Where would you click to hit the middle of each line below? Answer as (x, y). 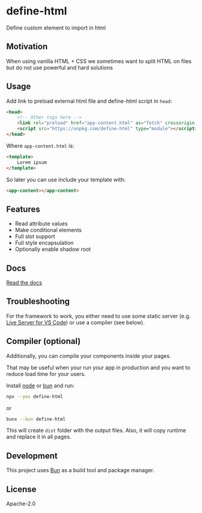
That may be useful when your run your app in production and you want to (98, 367)
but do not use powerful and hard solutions (60, 67)
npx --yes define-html (35, 396)
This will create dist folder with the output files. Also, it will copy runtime (96, 431)
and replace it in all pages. (39, 437)
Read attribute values (41, 224)
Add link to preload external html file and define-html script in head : (89, 101)
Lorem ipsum (32, 162)
